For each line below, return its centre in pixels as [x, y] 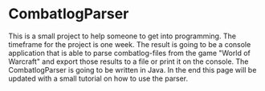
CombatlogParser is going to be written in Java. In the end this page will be [132, 69]
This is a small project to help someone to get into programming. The [122, 36]
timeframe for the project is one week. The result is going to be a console [130, 44]
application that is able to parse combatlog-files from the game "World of [129, 53]
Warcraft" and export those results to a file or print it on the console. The [128, 61]
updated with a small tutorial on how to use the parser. [98, 78]
